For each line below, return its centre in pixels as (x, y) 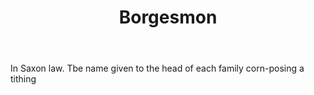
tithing (23, 79)
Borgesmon (168, 17)
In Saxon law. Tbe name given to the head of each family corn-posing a (157, 68)
